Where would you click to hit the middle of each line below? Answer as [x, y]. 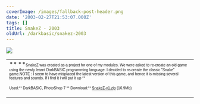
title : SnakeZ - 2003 [33, 28]
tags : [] [17, 23]
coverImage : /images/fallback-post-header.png [65, 12]
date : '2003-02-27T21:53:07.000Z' [49, 17]
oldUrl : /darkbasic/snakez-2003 [46, 34]
